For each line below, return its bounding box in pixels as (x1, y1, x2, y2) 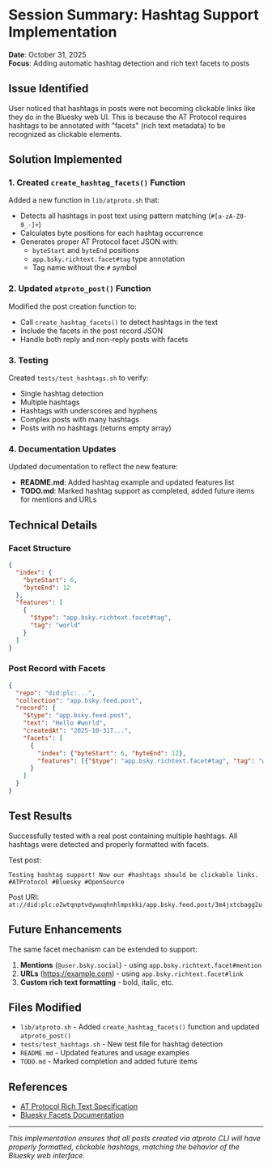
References (8, 1080, 68, 1093)
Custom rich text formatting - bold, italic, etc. (19, 977, 174, 986)
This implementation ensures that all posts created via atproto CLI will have (8, 1133, 261, 1144)
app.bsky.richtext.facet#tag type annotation (32, 254, 185, 264)
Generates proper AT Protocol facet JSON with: (19, 237, 179, 246)
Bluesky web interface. (8, 1151, 85, 1161)
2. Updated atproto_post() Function (8, 283, 151, 294)
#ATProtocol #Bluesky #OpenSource (8, 878, 125, 886)
